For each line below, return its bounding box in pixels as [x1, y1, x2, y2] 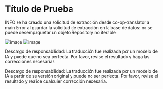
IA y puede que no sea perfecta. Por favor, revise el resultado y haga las [5, 53, 150, 59]
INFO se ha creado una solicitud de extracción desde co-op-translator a [5, 19, 150, 25]
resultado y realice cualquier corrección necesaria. [5, 78, 107, 84]
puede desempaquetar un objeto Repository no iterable [5, 30, 116, 35]
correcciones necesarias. [5, 59, 56, 64]
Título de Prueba [5, 3, 74, 15]
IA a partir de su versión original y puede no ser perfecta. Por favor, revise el [5, 73, 158, 79]
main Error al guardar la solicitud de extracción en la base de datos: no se [5, 24, 153, 30]
